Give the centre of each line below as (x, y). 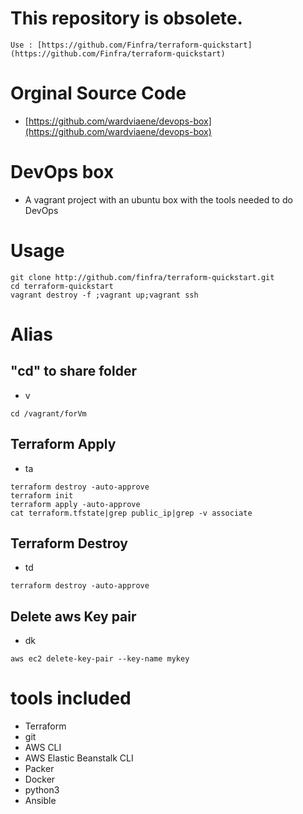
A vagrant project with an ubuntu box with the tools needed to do (158, 199)
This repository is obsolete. (126, 18)
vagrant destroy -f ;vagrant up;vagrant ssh (104, 295)
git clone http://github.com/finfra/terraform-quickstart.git (142, 277)
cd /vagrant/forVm (48, 413)
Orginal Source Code (98, 93)
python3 (42, 790)
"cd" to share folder (73, 371)
